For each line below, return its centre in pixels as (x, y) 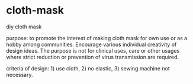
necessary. (20, 75)
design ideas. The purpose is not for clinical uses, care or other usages (93, 50)
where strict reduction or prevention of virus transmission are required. (93, 57)
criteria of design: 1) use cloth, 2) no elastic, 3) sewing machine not (88, 68)
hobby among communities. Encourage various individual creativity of (91, 44)
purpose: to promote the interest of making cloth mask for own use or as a (97, 38)
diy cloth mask (24, 27)
